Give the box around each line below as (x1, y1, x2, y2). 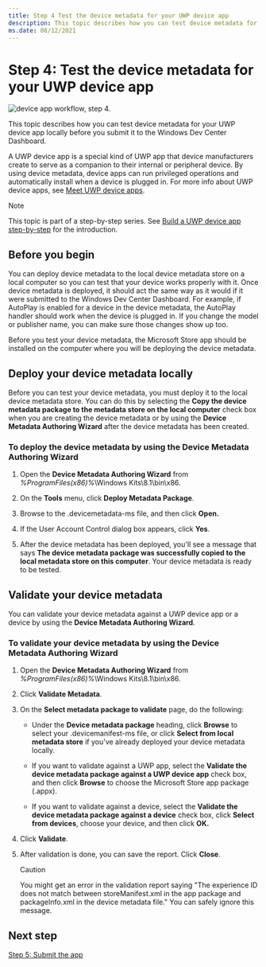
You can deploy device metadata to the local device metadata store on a (8, 269, 245, 279)
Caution (19, 865, 46, 875)
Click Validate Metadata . (19, 689, 102, 699)
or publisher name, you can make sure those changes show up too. (8, 320, 229, 329)
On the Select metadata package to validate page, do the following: (19, 705, 245, 715)
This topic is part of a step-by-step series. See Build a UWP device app (8, 216, 241, 226)
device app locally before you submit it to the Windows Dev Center (8, 128, 227, 138)
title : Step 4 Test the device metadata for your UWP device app (8, 11, 229, 20)
